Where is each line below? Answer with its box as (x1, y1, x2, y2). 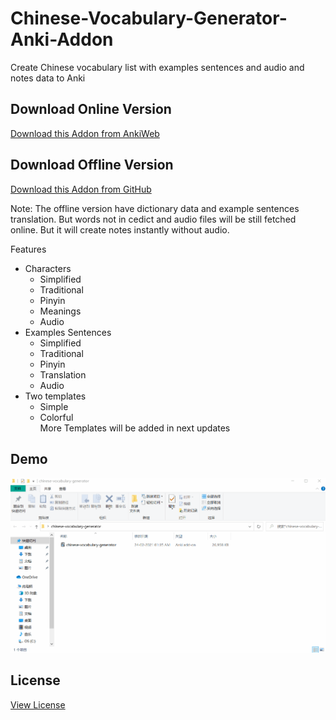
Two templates (24, 390, 87, 402)
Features (10, 243, 47, 255)
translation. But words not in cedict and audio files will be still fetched (10, 213, 297, 225)
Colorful (39, 411, 74, 423)
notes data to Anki (10, 72, 86, 84)
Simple (39, 400, 69, 412)
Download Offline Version (10, 157, 174, 174)
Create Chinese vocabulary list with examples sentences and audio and (10, 61, 305, 73)
